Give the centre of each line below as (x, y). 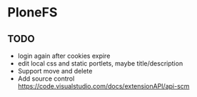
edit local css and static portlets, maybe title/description (100, 63)
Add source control (46, 78)
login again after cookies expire (64, 56)
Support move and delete (55, 71)
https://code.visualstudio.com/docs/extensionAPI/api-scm (103, 86)
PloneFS (32, 12)
